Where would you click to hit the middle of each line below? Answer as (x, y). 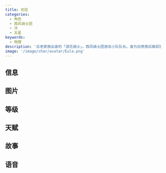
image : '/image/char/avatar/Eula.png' (45, 51)
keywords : (15, 38)
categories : (17, 14)
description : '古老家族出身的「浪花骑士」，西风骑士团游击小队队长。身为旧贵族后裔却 (82, 47)
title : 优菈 (17, 10)
